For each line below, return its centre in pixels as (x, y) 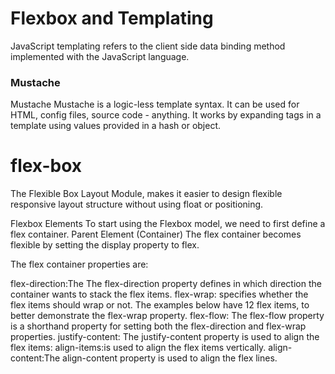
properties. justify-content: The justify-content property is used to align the (165, 337)
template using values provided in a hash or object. (116, 126)
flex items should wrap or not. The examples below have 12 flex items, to (160, 305)
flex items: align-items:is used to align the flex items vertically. (138, 348)
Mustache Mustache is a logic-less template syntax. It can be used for (155, 104)
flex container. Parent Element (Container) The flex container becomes (156, 234)
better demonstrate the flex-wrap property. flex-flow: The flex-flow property (167, 316)
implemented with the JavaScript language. (100, 56)
